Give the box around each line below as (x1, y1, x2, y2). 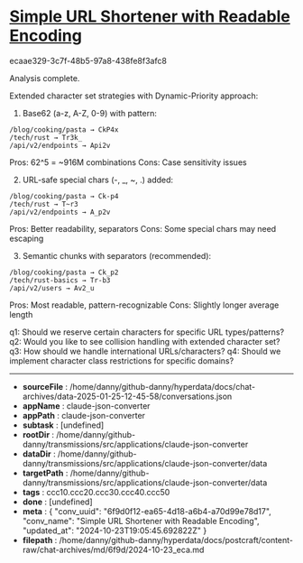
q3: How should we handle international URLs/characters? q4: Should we (9, 346, 281, 356)
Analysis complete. (9, 72, 80, 83)
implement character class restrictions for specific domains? (9, 355, 234, 366)
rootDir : (22, 429, 55, 439)
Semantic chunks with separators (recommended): (22, 250, 212, 261)
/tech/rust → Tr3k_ (9, 133, 83, 142)
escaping (9, 233, 44, 244)
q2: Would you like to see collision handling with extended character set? (9, 336, 281, 346)
